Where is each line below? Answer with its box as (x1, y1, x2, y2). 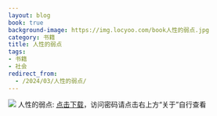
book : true (8, 19, 44, 27)
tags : (8, 48, 26, 56)
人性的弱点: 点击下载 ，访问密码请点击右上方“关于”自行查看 (17, 100, 207, 109)
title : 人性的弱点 (8, 41, 63, 49)
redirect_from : (8, 70, 58, 78)
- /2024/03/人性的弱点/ (15, 77, 87, 85)
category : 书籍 (8, 33, 56, 42)
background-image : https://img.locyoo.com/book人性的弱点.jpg (8, 26, 210, 34)
